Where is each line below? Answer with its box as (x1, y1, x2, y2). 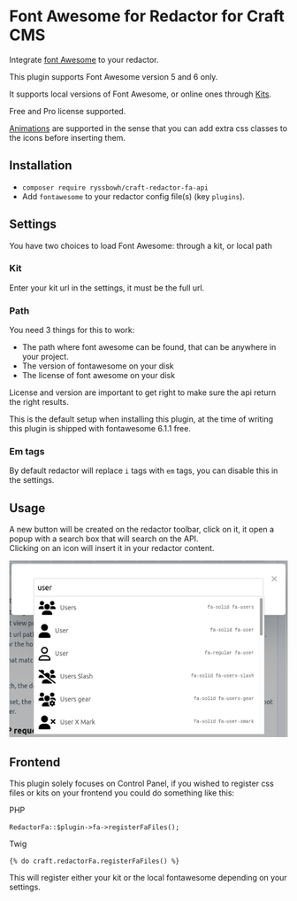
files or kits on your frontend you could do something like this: (9, 788, 235, 798)
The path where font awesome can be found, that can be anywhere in (21, 342, 277, 353)
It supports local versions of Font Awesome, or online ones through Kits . (9, 89, 272, 99)
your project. (21, 352, 69, 362)
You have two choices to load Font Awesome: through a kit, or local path (9, 240, 272, 251)
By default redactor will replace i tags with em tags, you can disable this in (9, 465, 278, 476)
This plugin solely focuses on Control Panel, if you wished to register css (9, 778, 274, 788)
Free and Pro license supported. (9, 105, 126, 116)
